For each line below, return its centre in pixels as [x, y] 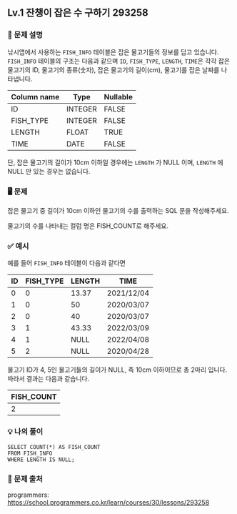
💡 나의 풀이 [25, 432]
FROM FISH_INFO [30, 453]
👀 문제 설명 [25, 35]
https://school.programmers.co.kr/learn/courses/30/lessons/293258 [109, 502]
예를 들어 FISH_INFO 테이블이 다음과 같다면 [67, 263]
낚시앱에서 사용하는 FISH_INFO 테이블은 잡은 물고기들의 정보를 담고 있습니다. [113, 51]
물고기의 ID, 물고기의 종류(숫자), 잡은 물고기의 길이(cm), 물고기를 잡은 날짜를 [114, 69]
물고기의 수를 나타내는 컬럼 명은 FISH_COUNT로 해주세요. [88, 226]
